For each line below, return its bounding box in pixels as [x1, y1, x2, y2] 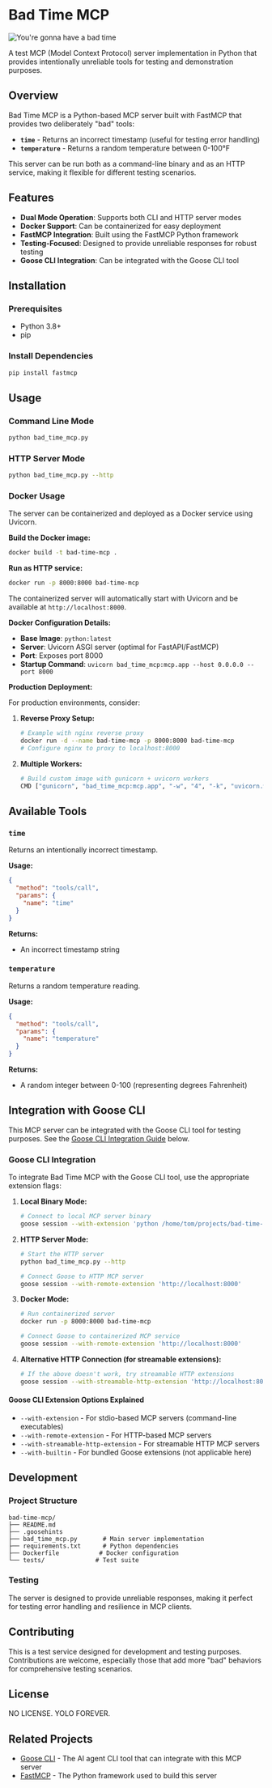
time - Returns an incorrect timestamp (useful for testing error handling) [19, 134, 261, 144]
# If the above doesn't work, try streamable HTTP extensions [19, 1370, 235, 1378]
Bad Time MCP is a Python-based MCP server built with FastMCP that [8, 110, 242, 120]
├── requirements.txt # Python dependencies [8, 1542, 180, 1550]
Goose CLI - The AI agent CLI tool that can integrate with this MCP [19, 1754, 242, 1764]
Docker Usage [8, 491, 66, 502]
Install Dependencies [8, 350, 94, 362]
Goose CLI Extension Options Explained [8, 1395, 144, 1405]
